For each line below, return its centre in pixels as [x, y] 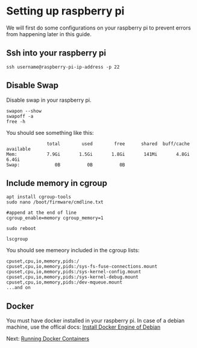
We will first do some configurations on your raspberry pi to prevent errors [98, 28]
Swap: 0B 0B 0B [66, 165]
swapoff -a [20, 116]
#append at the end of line [42, 213]
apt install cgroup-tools [39, 197]
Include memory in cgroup [57, 183]
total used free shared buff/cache [118, 144]
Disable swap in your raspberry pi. [49, 100]
